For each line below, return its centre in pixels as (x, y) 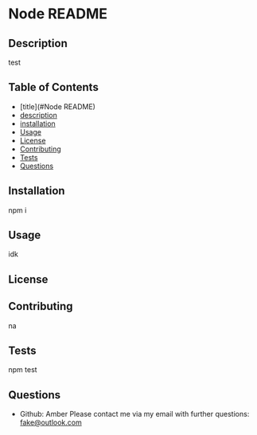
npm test (23, 370)
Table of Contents (54, 87)
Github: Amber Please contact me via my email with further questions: (134, 414)
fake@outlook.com (51, 422)
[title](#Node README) (57, 106)
